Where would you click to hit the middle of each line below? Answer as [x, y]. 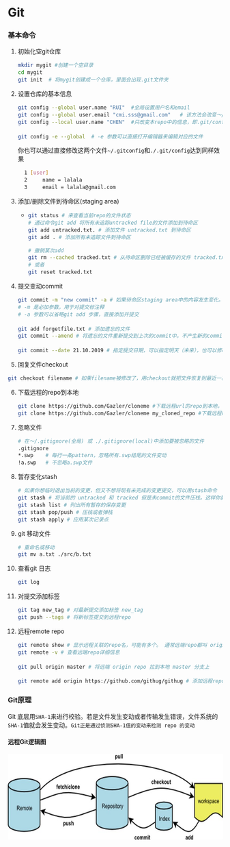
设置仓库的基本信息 [45, 94]
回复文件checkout [43, 365]
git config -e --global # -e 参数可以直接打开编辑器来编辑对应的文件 [110, 136]
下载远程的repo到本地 [48, 392]
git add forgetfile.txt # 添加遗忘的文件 [74, 329]
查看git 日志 [34, 568]
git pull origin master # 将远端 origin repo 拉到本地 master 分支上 [114, 667]
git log [28, 582]
